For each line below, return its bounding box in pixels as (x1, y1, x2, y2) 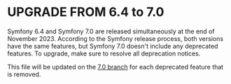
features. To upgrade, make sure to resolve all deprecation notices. (7, 49, 201, 58)
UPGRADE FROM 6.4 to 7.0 (7, 4, 164, 20)
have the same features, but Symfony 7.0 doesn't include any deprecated (7, 42, 218, 50)
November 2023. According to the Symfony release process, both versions (7, 34, 224, 42)
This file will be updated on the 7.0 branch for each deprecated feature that (7, 62, 224, 71)
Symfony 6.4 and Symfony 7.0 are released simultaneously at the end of (7, 27, 215, 35)
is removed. (7, 70, 41, 78)
